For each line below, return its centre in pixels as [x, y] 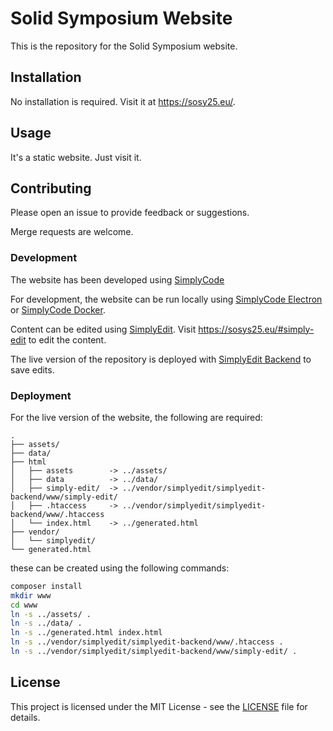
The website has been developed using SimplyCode [117, 279]
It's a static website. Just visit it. [76, 157]
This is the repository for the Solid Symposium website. [124, 46]
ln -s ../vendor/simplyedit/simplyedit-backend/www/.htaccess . [147, 642]
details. [25, 717]
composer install [46, 586]
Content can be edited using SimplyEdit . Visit [103, 329]
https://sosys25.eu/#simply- [256, 329]
